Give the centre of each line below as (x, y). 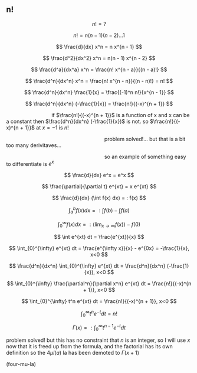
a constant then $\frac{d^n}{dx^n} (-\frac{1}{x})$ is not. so (77, 121)
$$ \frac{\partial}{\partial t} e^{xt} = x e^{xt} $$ (99, 186)
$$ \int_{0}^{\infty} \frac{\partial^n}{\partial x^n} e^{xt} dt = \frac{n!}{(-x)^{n (99, 284)
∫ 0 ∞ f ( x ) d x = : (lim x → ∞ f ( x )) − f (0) (99, 224)
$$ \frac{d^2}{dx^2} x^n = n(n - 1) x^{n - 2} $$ (99, 58)
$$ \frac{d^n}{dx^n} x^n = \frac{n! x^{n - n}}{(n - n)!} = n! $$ (99, 81)
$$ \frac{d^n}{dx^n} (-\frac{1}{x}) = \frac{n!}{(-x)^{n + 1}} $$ (99, 104)
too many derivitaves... (34, 145)
